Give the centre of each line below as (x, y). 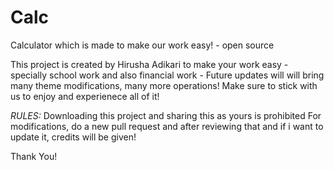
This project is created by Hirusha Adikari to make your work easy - (149, 64)
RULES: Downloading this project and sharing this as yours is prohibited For (166, 115)
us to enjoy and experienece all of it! (85, 96)
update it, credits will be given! (73, 137)
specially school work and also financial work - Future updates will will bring (167, 75)
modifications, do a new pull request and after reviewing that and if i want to (167, 126)
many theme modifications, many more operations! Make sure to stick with (164, 85)
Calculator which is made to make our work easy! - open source (142, 45)
